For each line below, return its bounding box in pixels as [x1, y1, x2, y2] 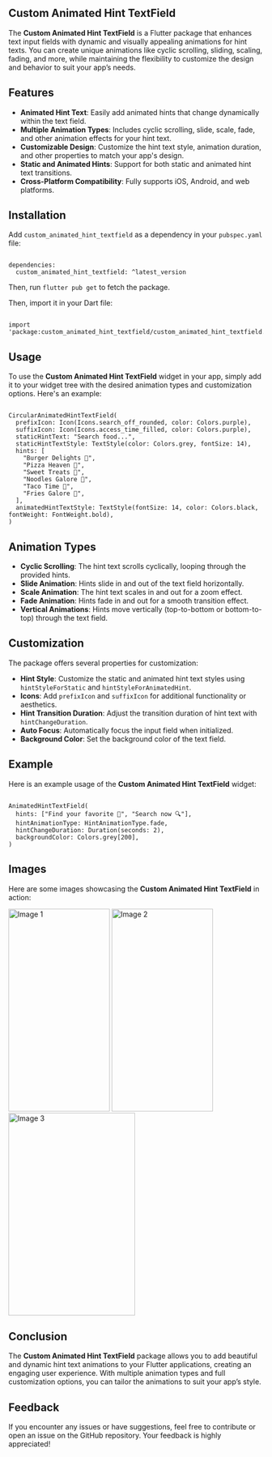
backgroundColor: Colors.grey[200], [15, 833, 139, 841]
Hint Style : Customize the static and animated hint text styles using [19, 673, 245, 683]
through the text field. [36, 613, 108, 623]
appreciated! [8, 1439, 51, 1449]
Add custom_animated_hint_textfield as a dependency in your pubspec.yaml [8, 230, 263, 240]
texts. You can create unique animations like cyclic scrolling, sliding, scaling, [8, 45, 263, 55]
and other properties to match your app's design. [19, 150, 185, 160]
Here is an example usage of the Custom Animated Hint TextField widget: [8, 779, 257, 788]
